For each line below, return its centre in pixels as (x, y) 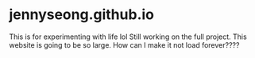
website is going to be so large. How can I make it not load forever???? (124, 44)
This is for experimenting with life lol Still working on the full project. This (128, 37)
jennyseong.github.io (81, 15)
